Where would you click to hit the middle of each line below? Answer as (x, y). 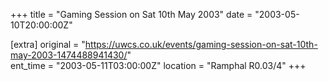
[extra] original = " (48, 44)
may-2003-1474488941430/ (69, 55)
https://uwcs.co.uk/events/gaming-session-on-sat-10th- (201, 44)
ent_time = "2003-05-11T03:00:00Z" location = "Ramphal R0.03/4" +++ (158, 65)
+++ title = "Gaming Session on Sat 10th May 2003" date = (131, 14)
